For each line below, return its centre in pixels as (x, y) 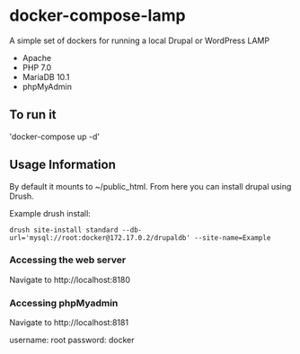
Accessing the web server (68, 260)
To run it (33, 115)
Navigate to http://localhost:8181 (69, 323)
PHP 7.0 (37, 67)
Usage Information (63, 165)
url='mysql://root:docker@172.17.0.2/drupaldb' (100, 238)
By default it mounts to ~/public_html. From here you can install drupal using (150, 186)
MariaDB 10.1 (46, 76)
